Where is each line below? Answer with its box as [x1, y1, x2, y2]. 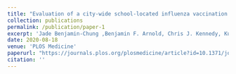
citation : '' [7, 56, 46, 63]
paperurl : [7, 50, 37, 57]
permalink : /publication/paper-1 [7, 23, 105, 30]
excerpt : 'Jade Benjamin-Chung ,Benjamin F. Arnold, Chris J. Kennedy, [7, 30, 221, 37]
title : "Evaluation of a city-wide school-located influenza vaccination [7, 10, 228, 18]
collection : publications [7, 17, 83, 24]
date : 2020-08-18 [7, 37, 58, 44]
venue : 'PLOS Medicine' [7, 43, 77, 50]
